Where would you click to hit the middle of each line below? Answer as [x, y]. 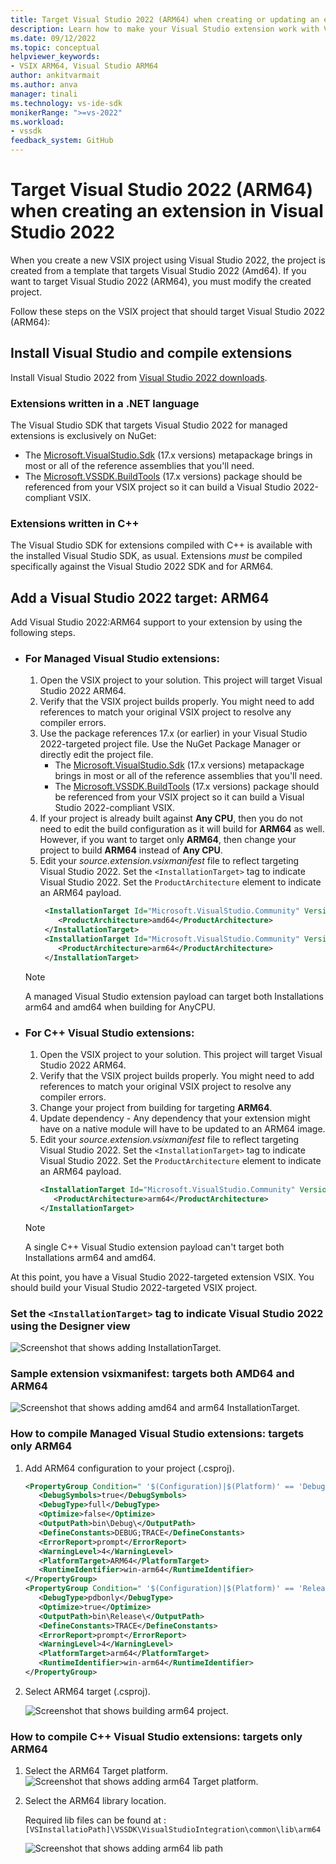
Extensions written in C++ [75, 523]
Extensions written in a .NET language [105, 403]
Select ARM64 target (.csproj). [87, 1691]
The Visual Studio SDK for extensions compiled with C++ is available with [161, 545]
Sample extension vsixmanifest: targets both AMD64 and [152, 1373]
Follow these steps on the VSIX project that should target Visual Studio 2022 [168, 311]
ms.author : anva [44, 85]
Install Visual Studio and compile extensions [151, 353]
